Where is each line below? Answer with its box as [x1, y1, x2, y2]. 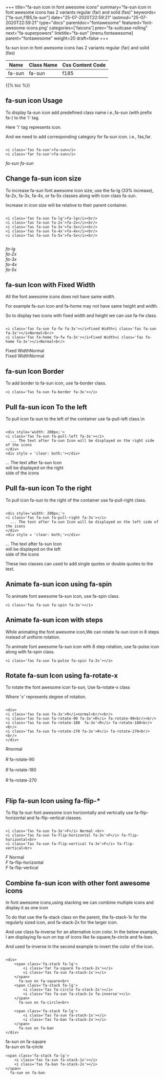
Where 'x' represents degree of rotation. [5, 694, 87, 700]
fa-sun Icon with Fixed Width [5, 281, 96, 289]
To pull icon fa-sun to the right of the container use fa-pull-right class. [5, 497, 146, 503]
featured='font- [122, 20, 153, 25]
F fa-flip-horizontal [5, 859, 44, 865]
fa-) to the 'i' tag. [5, 114, 40, 120]
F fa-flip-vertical [5, 865, 39, 871]
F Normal [5, 854, 24, 860]
